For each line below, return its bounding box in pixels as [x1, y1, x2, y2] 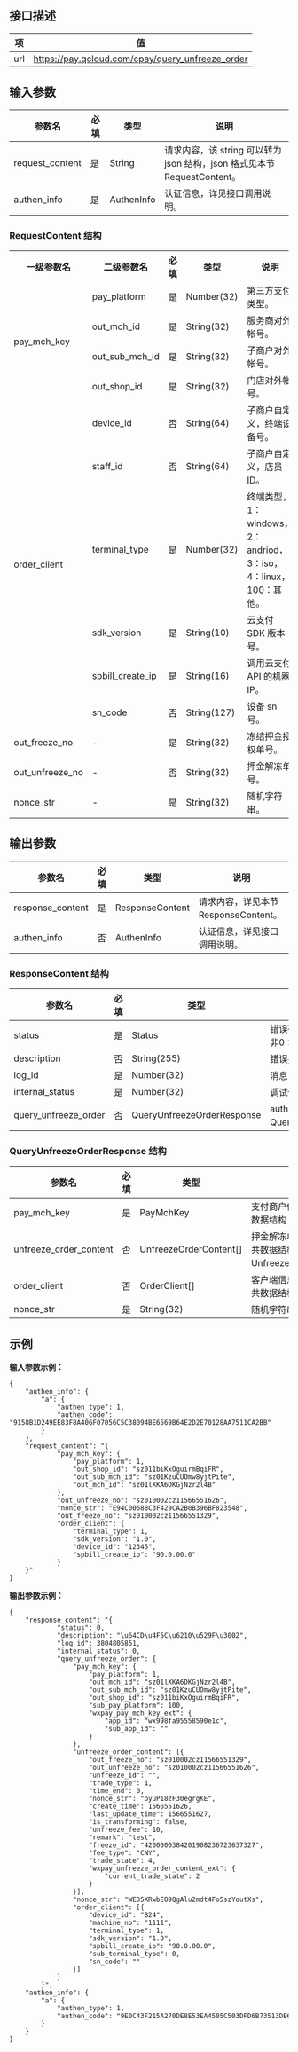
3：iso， [247, 557, 283, 570]
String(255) [131, 1052, 182, 1065]
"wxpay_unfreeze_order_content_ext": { [88, 1864, 237, 1874]
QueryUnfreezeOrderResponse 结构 [9, 1144, 167, 1157]
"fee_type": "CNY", [88, 1849, 161, 1858]
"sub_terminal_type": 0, [88, 1950, 180, 1959]
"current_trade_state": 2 [104, 1872, 200, 1881]
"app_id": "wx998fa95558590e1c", [104, 1717, 228, 1726]
